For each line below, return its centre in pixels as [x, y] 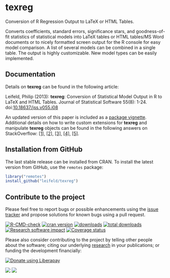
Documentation [30, 75]
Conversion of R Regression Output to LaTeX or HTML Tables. [70, 21]
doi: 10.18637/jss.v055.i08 [32, 107]
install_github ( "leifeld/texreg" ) [42, 181]
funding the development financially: [44, 251]
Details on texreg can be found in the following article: [62, 87]
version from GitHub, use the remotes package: [54, 167]
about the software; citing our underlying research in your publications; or [82, 245]
